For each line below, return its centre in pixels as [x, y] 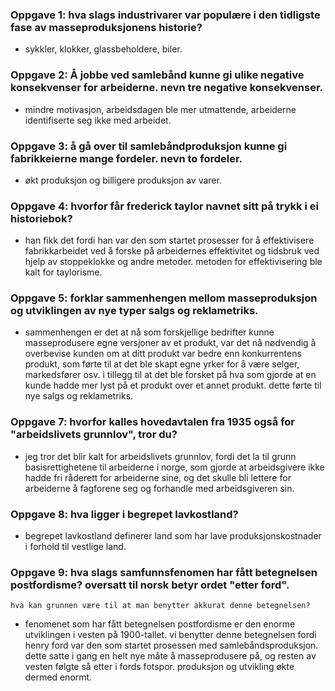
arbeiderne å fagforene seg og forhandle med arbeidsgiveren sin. [159, 488]
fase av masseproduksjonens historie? [106, 27]
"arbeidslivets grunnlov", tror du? [94, 435]
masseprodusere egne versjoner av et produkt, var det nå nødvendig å [170, 343]
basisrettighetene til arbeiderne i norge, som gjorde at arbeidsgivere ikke [174, 467]
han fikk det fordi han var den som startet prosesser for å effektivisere [169, 240]
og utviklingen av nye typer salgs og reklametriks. [134, 311]
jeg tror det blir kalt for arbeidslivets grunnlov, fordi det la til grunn [160, 456]
